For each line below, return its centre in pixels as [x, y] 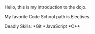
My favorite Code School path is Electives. [47, 17]
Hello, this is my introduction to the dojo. [46, 7]
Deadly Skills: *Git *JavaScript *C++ [42, 26]
